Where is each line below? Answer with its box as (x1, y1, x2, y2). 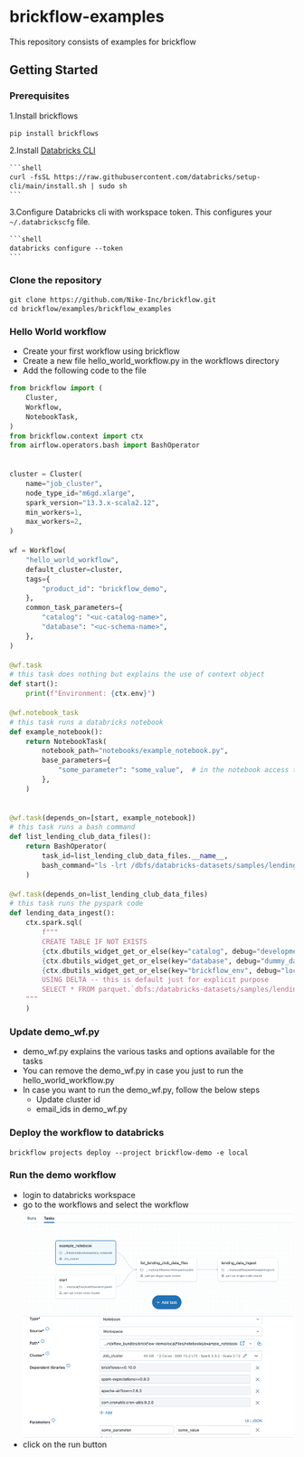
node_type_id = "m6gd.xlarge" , (25, 489, 136, 498)
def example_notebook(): (9, 727, 103, 737)
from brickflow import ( (9, 384, 103, 393)
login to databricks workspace (22, 1189, 136, 1200)
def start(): (9, 680, 59, 689)
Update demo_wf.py (9, 1025, 100, 1038)
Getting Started (9, 62, 99, 78)
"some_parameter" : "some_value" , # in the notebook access (57, 766, 290, 775)
